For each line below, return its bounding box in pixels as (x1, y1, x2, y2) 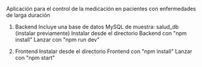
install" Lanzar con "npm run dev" (15, 36, 100, 43)
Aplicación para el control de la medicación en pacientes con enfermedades (6, 5, 197, 12)
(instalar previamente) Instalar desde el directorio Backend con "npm (15, 30, 187, 37)
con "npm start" (15, 54, 56, 61)
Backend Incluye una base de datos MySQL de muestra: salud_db (15, 24, 179, 30)
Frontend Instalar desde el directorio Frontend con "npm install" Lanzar (15, 48, 192, 55)
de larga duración (6, 11, 50, 19)
